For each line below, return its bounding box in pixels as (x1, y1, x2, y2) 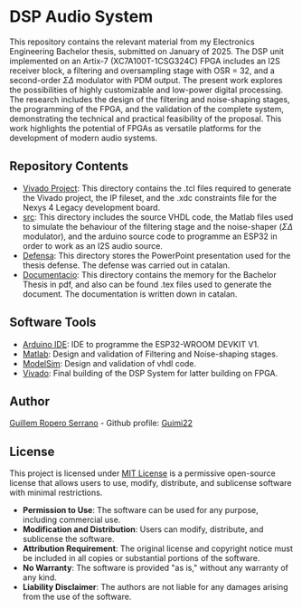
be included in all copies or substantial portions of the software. (22, 553, 260, 564)
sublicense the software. (22, 534, 115, 545)
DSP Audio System (9, 6, 154, 27)
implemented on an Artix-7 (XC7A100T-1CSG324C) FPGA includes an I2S (9, 55, 280, 66)
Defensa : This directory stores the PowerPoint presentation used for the (22, 250, 291, 261)
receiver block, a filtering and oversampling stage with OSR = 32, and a (9, 65, 276, 76)
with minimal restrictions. (9, 487, 103, 499)
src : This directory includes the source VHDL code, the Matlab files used (22, 211, 294, 223)
